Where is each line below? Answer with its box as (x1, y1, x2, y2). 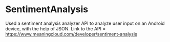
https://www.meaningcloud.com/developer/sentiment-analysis (5, 31, 137, 37)
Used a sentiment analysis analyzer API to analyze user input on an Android (5, 20, 165, 26)
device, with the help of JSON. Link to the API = (5, 25, 106, 31)
